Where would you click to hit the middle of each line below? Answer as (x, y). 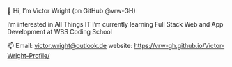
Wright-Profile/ (29, 55)
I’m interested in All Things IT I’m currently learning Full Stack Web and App (115, 24)
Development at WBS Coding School (60, 32)
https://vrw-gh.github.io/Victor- (179, 46)
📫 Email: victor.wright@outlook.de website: (70, 46)
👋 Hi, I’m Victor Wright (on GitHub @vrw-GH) (71, 11)
